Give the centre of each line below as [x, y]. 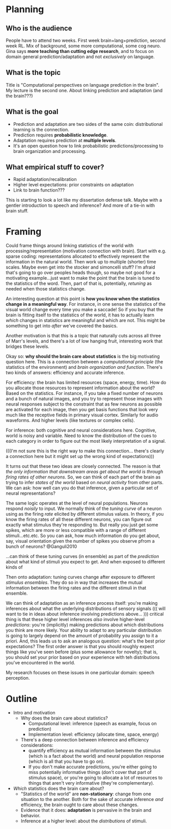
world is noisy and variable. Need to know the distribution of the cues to [81, 436]
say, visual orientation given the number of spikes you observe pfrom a [80, 541]
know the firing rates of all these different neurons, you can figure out [79, 519]
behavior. [31, 816]
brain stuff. [17, 211]
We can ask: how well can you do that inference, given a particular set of [82, 488]
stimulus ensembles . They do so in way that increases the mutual [74, 582]
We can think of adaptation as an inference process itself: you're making [82, 603]
